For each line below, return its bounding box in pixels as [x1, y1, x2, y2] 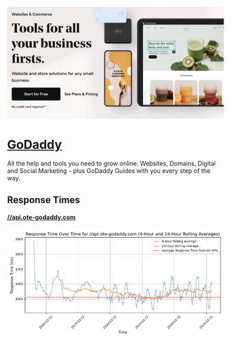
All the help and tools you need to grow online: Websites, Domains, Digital [7, 159, 216, 168]
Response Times [7, 194, 80, 206]
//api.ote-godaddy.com [7, 214, 76, 222]
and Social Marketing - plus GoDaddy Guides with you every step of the [7, 167, 211, 175]
